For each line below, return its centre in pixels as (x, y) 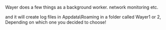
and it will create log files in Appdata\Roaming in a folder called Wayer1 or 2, (83, 17)
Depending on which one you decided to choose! (56, 22)
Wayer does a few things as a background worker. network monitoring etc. (82, 7)
